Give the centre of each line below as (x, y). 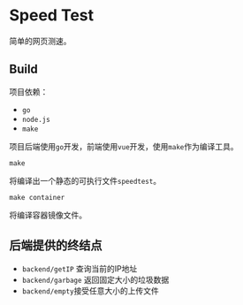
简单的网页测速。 (40, 41)
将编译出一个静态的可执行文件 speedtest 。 (85, 180)
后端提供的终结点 (56, 245)
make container (37, 197)
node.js (36, 119)
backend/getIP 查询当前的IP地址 (80, 268)
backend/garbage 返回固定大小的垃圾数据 (95, 279)
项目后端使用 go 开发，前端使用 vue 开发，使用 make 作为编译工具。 (124, 146)
